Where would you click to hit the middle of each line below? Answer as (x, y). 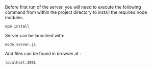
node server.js (21, 45)
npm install (17, 26)
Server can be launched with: (35, 35)
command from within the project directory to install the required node (76, 12)
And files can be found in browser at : (43, 54)
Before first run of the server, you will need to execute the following (73, 7)
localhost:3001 (21, 63)
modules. (14, 17)
